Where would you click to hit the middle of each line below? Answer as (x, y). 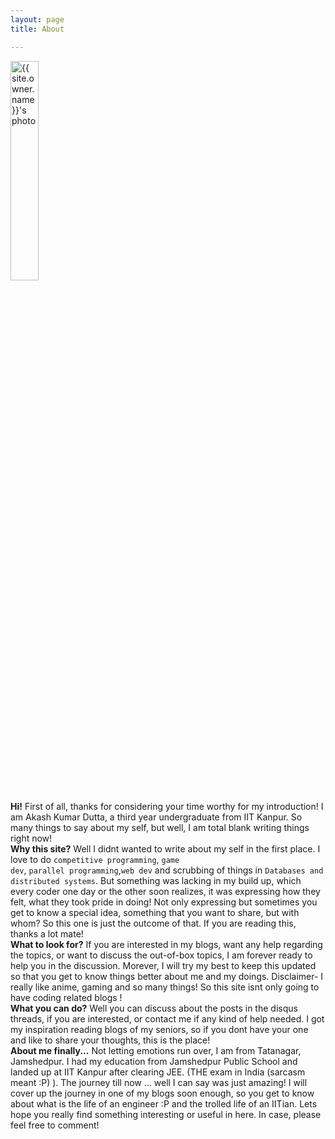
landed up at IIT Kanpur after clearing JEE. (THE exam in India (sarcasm (158, 1072)
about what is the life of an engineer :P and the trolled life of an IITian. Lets (164, 1103)
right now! (31, 838)
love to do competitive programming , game (95, 859)
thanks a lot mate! (47, 933)
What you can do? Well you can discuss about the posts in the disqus (154, 1008)
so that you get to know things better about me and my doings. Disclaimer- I (167, 976)
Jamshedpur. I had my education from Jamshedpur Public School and (154, 1061)
